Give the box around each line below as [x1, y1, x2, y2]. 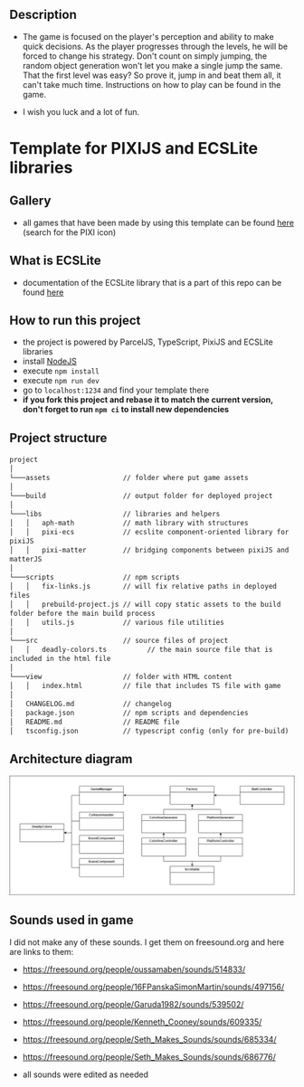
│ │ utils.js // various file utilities [9, 619, 224, 628]
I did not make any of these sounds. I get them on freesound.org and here [9, 936, 285, 948]
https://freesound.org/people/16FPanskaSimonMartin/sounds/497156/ [22, 981, 285, 992]
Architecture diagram [9, 751, 133, 767]
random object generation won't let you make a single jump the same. [22, 60, 283, 71]
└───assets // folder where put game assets [9, 474, 249, 483]
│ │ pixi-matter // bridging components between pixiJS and [9, 546, 290, 555]
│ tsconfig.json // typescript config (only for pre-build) [9, 727, 290, 736]
